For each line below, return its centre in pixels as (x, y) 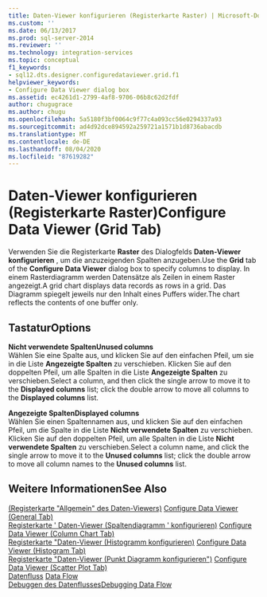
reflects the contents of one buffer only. (74, 303)
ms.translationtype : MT (48, 134)
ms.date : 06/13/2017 (43, 30)
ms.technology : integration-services (71, 53)
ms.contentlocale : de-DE (49, 141)
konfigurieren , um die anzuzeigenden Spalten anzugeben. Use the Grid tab (132, 261)
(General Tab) (31, 516)
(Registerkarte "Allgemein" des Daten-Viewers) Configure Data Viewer (123, 508)
